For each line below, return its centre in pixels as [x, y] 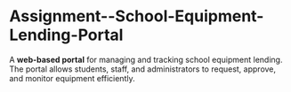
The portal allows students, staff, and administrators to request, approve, [143, 69]
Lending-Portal [66, 35]
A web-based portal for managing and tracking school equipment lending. [146, 59]
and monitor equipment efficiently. [72, 78]
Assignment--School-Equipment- [137, 16]
